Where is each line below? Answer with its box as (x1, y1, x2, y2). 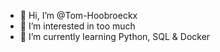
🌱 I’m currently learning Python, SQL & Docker (19, 31, 211, 42)
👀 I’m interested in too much (19, 20, 136, 32)
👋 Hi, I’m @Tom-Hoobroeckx (19, 10, 138, 21)
